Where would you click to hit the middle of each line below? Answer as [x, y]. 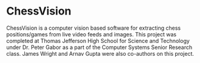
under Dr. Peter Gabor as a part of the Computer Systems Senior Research [99, 47]
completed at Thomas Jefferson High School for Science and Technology [98, 41]
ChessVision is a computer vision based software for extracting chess [93, 28]
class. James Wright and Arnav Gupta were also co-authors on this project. [100, 53]
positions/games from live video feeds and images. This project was [92, 34]
